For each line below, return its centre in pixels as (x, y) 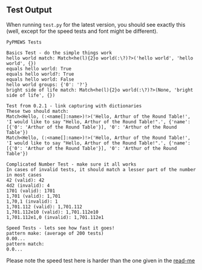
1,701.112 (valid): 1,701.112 (44, 207)
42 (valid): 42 (25, 180)
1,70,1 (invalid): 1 (32, 201)
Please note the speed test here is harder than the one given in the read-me (101, 260)
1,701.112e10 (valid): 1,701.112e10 (52, 212)
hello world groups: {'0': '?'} (47, 84)
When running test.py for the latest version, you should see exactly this (96, 24)
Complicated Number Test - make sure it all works (71, 164)
